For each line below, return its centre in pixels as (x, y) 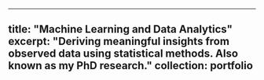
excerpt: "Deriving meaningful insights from (119, 42)
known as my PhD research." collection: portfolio (131, 66)
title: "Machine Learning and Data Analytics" (121, 29)
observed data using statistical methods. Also (123, 54)
